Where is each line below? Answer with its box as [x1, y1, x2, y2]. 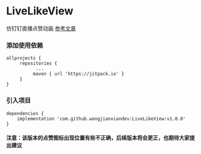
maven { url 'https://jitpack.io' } [32, 71, 124, 77]
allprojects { [6, 55, 42, 61]
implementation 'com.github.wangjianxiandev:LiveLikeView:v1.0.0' [17, 116, 186, 122]
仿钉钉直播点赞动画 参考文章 [6, 25, 76, 32]
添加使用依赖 [6, 41, 44, 49]
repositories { [19, 61, 58, 67]
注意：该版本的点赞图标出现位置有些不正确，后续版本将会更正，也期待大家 [6, 134, 190, 141]
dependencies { [6, 110, 44, 116]
